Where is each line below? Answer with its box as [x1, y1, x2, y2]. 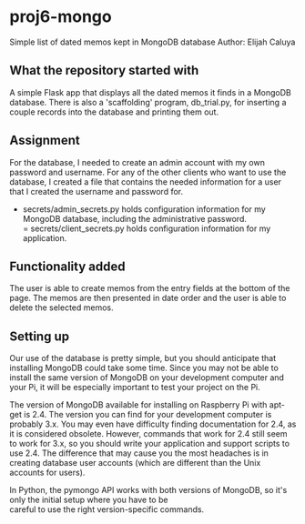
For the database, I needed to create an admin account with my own [9, 156, 266, 167]
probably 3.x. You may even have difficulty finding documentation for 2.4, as [9, 418, 297, 429]
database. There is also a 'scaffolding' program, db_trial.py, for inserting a [9, 96, 287, 107]
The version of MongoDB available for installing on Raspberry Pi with [9, 399, 268, 410]
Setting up [9, 328, 70, 344]
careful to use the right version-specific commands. [9, 504, 205, 515]
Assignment [9, 133, 80, 148]
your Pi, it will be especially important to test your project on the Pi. [9, 382, 261, 393]
